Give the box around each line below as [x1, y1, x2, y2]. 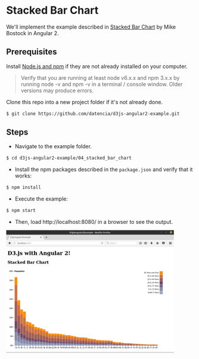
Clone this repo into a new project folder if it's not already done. [6, 98, 163, 105]
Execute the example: [14, 195, 69, 202]
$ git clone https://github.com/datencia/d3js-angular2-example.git [6, 111, 180, 117]
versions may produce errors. [20, 87, 94, 94]
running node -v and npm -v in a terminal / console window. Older [20, 80, 183, 88]
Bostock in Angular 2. [6, 29, 59, 36]
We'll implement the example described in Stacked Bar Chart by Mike [6, 23, 176, 30]
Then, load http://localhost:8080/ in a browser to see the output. [14, 218, 173, 226]
